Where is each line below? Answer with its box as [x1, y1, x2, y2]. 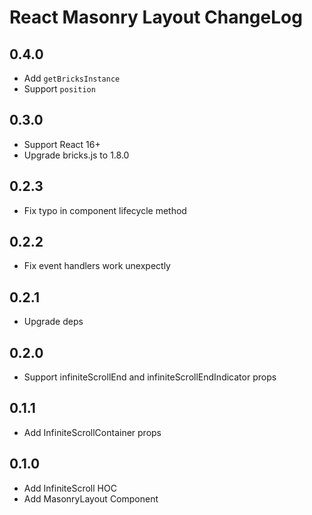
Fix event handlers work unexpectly [23, 260, 171, 272]
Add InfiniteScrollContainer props [23, 426, 162, 438]
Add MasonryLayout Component [23, 492, 159, 505]
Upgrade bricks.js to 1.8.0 [23, 149, 130, 161]
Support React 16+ [23, 138, 101, 150]
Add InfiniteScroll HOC [23, 482, 117, 494]
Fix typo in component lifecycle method [23, 204, 187, 216]
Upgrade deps [23, 316, 84, 328]
